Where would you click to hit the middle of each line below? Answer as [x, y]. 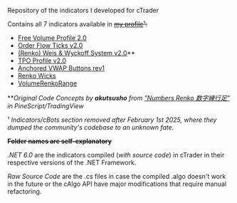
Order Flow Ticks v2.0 [50, 45]
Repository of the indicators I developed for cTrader [83, 10]
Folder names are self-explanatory [60, 141]
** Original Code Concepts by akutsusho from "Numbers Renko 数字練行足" [118, 98]
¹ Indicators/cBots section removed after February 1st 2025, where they [112, 120]
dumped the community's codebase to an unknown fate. [91, 127]
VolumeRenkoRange [47, 83]
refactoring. [25, 191]
